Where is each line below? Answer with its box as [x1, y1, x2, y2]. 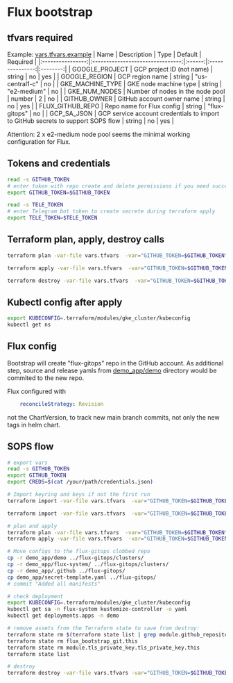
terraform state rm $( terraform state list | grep [7, 631, 157, 638]
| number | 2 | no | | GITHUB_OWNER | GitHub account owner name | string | [7, 94, 225, 103]
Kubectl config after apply [7, 296, 123, 308]
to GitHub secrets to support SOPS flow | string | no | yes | [7, 117, 175, 125]
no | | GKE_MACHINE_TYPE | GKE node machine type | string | [44, 80, 222, 88]
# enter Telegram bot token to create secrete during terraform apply [7, 208, 216, 215]
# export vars [7, 459, 49, 466]
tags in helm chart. [7, 420, 61, 429]
